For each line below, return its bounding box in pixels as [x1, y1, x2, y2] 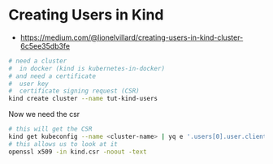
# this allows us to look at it [8, 140, 118, 148]
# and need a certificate [8, 71, 96, 80]
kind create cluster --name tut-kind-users [8, 95, 158, 103]
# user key [8, 80, 49, 88]
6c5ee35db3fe [19, 41, 71, 50]
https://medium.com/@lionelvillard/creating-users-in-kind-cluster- [19, 32, 244, 42]
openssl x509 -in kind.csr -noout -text [8, 148, 148, 156]
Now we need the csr [8, 110, 80, 119]
